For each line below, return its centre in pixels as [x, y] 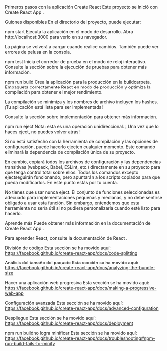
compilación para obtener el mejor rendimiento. [54, 92]
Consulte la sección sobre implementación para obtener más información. [81, 117]
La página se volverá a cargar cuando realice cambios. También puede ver [82, 46]
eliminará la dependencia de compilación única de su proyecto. [70, 152]
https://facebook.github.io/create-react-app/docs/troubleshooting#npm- [80, 338]
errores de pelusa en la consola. [38, 52]
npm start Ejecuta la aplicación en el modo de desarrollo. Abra [69, 32]
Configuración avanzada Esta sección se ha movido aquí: [64, 303]
